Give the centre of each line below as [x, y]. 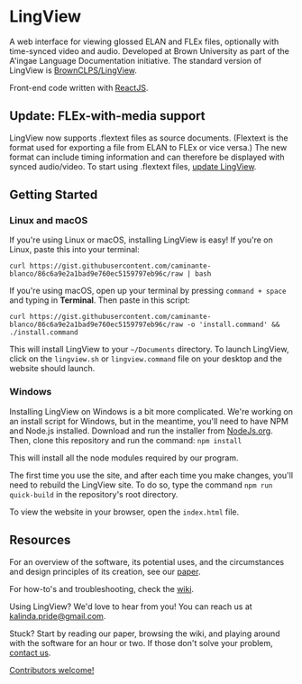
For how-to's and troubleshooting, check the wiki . [102, 588]
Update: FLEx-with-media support [107, 116]
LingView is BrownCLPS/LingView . [73, 70]
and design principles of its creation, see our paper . [105, 571]
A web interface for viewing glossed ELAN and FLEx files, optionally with [144, 41]
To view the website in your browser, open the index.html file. [124, 512]
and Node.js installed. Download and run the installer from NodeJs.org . [141, 431]
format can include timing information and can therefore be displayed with [147, 157]
